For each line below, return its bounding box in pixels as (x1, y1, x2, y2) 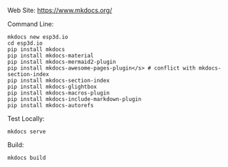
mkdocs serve (7, 128, 46, 135)
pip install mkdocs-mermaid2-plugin (7, 58, 116, 65)
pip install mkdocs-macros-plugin (7, 90, 110, 97)
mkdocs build (7, 154, 46, 161)
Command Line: (7, 20, 54, 28)
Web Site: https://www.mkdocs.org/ (7, 6, 113, 14)
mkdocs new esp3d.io (7, 33, 69, 41)
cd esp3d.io (7, 40, 43, 47)
